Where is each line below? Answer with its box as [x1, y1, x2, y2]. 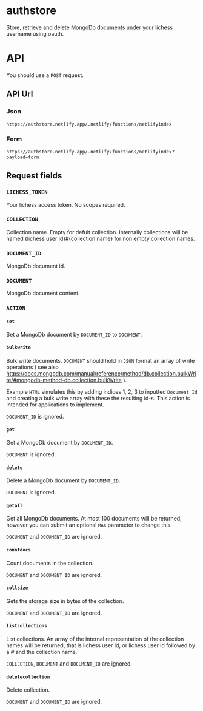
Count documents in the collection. [6, 559, 94, 567]
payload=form [6, 154, 39, 160]
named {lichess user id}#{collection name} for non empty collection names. [6, 235, 195, 242]
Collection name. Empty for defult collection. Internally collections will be [6, 228, 188, 235]
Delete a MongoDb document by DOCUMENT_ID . [6, 477, 121, 484]
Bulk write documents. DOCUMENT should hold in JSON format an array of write [6, 357, 195, 364]
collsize [6, 585, 28, 591]
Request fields [6, 170, 62, 181]
